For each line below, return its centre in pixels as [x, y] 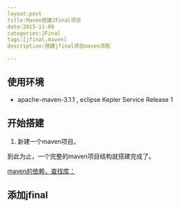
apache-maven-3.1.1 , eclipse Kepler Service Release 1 [95, 99]
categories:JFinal [34, 33]
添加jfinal [28, 195]
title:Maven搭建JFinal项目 [44, 20]
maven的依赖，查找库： [41, 171]
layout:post [24, 14]
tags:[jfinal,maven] [37, 40]
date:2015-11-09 [31, 27]
